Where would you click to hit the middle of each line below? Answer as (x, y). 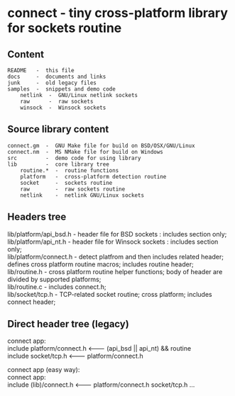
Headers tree (37, 217)
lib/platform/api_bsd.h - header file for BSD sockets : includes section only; (117, 234)
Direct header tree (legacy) (68, 324)
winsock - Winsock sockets (63, 108)
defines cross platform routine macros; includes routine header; (100, 264)
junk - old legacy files (52, 83)
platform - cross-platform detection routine (93, 176)
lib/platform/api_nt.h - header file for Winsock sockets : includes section (113, 242)
